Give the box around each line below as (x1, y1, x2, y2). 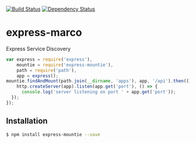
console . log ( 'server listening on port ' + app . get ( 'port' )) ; (21, 89, 176, 95)
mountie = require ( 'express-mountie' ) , (16, 62, 114, 68)
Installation (6, 116, 48, 126)
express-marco (6, 26, 83, 39)
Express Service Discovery (6, 45, 71, 52)
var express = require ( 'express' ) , (6, 56, 93, 62)
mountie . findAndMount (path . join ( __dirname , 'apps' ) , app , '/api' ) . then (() (6, 78, 192, 84)
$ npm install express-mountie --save (6, 131, 100, 137)
